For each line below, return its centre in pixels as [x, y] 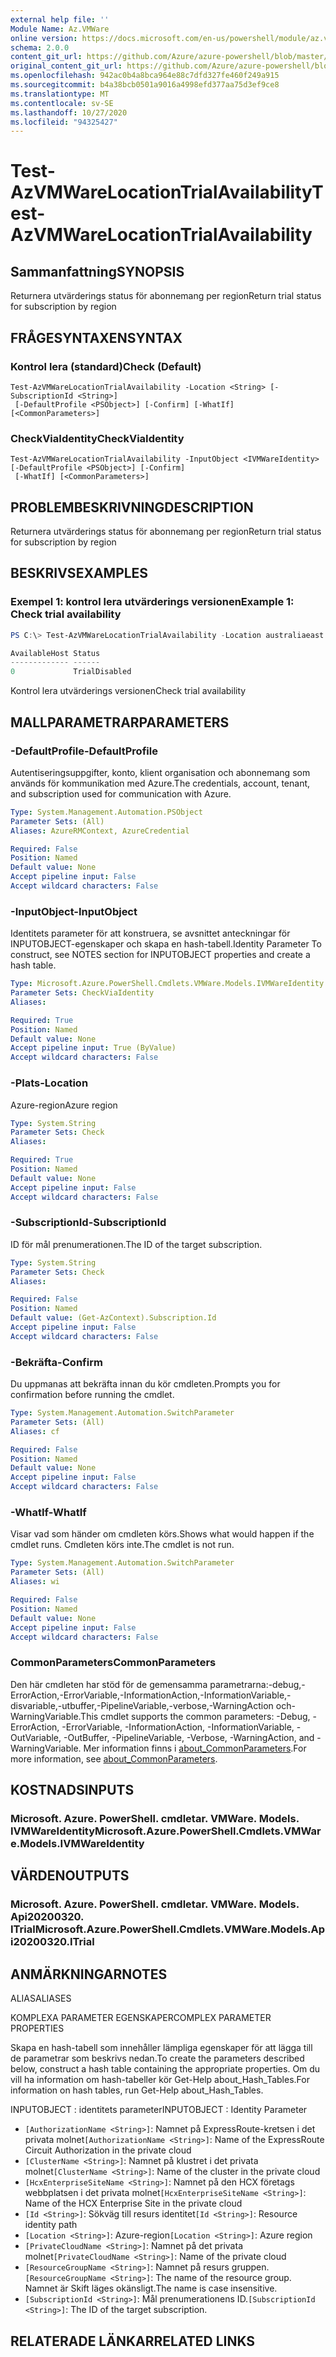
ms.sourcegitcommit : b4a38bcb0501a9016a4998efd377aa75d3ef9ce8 [145, 85]
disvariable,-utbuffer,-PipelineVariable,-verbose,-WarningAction [142, 1705]
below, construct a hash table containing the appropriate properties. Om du [165, 2069]
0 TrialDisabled [71, 672]
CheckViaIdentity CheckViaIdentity [97, 438]
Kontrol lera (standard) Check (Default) [106, 366]
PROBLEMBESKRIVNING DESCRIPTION [132, 507]
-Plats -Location [49, 1083]
